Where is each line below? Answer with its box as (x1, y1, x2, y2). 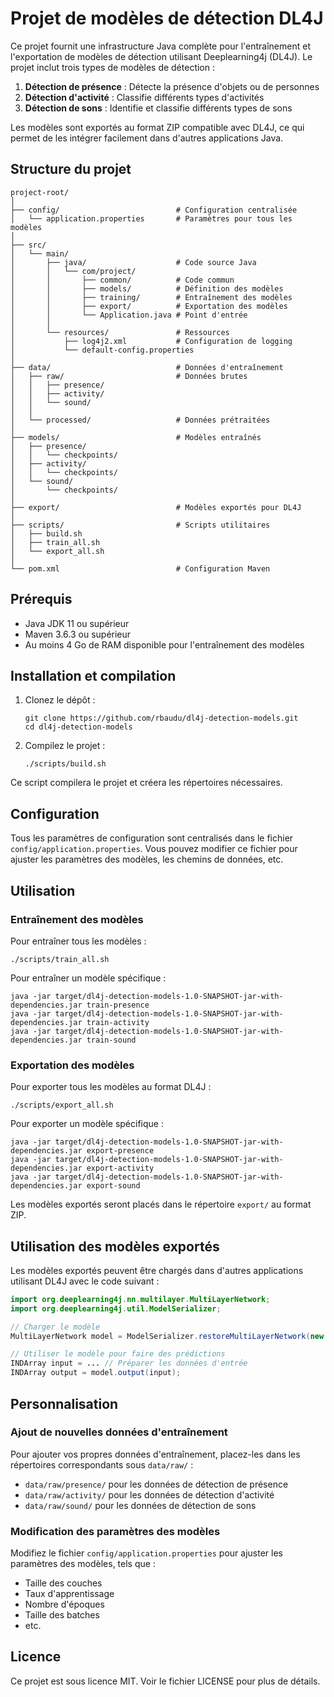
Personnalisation (10, 1395, 119, 1412)
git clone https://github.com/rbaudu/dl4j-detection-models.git (24, 713, 299, 724)
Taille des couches (24, 1577, 103, 1589)
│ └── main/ (10, 248, 70, 259)
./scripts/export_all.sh (10, 1100, 114, 1111)
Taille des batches (24, 1609, 100, 1621)
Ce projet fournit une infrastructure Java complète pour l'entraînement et (10, 40, 311, 52)
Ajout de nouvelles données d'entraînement (10, 1425, 228, 1439)
